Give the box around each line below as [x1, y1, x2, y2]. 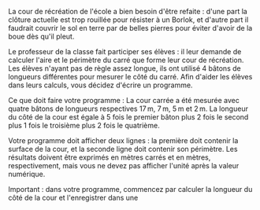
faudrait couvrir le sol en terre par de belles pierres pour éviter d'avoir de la [8, 24, 253, 32]
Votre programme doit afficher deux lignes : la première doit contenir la [8, 136, 239, 145]
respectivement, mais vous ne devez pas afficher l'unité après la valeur [8, 161, 240, 170]
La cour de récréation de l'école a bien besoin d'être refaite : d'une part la [8, 7, 248, 16]
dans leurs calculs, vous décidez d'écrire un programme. [8, 80, 193, 90]
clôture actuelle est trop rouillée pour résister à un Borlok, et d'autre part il [8, 15, 249, 24]
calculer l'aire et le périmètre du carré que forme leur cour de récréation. [8, 55, 244, 64]
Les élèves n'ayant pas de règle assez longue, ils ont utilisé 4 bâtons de [8, 64, 242, 73]
